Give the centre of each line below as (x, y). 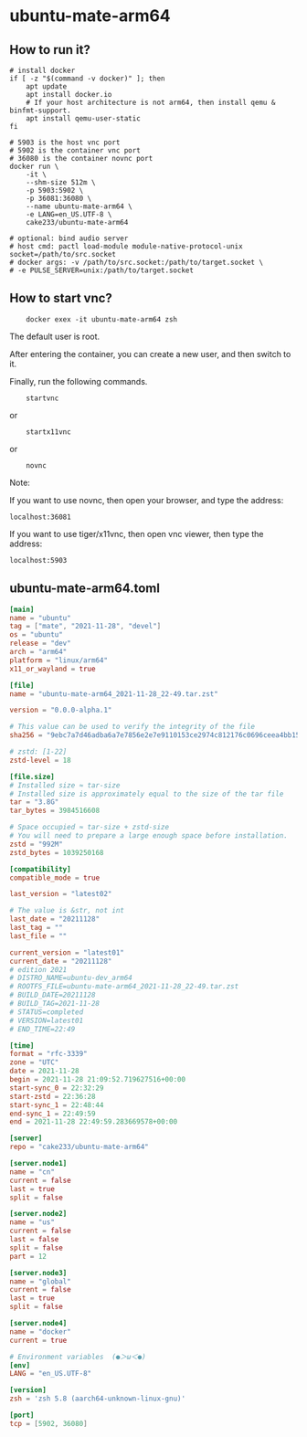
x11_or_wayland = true (53, 669)
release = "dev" (40, 644)
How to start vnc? (61, 298)
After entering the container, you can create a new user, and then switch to (150, 354)
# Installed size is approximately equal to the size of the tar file (147, 794)
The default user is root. (55, 336)
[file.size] (32, 777)
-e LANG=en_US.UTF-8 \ (69, 215)
